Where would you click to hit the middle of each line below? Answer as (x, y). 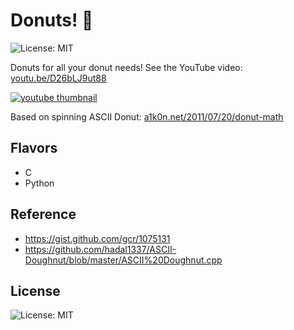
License (35, 290)
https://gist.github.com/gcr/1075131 (97, 238)
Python (39, 183)
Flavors (34, 148)
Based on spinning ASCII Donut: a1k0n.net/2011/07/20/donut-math (147, 116)
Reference (43, 214)
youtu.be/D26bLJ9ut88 (58, 78)
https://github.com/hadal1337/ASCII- (100, 249)
